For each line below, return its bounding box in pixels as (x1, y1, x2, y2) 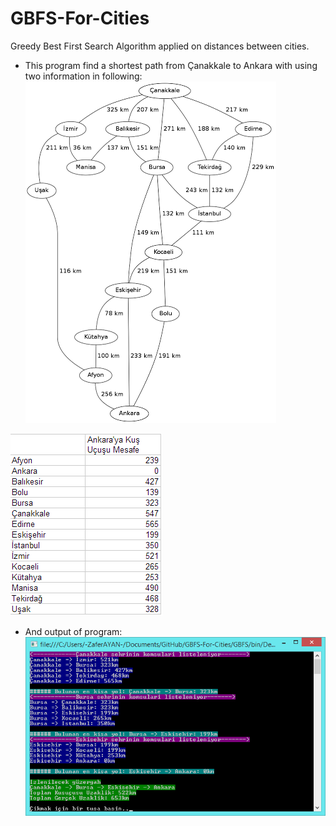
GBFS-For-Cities (10, 7, 150, 30)
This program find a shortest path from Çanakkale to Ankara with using (24, 59, 318, 71)
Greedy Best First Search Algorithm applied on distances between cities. (10, 40, 310, 52)
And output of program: (24, 625, 123, 637)
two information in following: (24, 70, 143, 82)
